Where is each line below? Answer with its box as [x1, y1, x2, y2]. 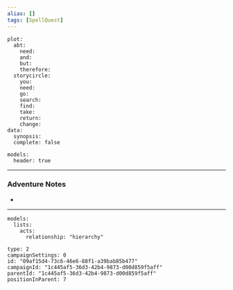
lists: [13, 221, 33, 228]
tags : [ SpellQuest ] [7, 17, 64, 24]
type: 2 [7, 246, 30, 253]
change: [19, 121, 42, 128]
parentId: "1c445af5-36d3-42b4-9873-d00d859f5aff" [7, 270, 157, 277]
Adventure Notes [7, 180, 67, 189]
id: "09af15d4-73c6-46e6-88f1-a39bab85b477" [7, 257, 138, 264]
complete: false [13, 139, 60, 146]
